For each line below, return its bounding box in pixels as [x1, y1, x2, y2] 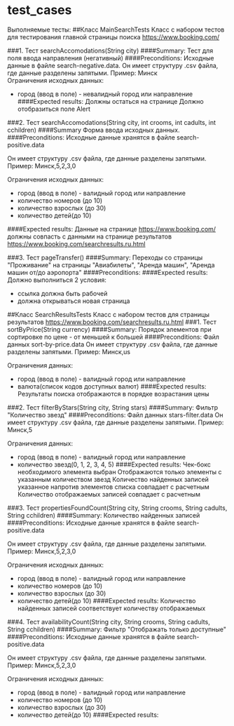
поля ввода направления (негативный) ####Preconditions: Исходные [7, 53, 214, 62]
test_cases [7, 2, 72, 18]
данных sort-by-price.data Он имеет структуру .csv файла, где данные [7, 340, 219, 349]
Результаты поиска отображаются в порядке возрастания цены [17, 389, 209, 398]
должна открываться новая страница [17, 297, 130, 305]
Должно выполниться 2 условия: [7, 276, 106, 284]
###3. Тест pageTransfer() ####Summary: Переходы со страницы [7, 253, 203, 262]
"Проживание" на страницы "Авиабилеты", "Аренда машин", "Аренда [7, 260, 215, 269]
